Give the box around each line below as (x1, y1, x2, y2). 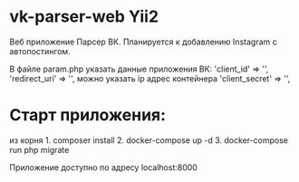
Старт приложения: (9, 105, 166, 126)
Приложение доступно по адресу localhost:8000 (9, 161, 198, 173)
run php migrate (9, 144, 70, 155)
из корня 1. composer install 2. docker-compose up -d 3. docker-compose (9, 134, 288, 146)
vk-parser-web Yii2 (9, 6, 159, 27)
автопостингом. (9, 45, 71, 56)
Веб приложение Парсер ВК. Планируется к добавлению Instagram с (9, 36, 278, 47)
